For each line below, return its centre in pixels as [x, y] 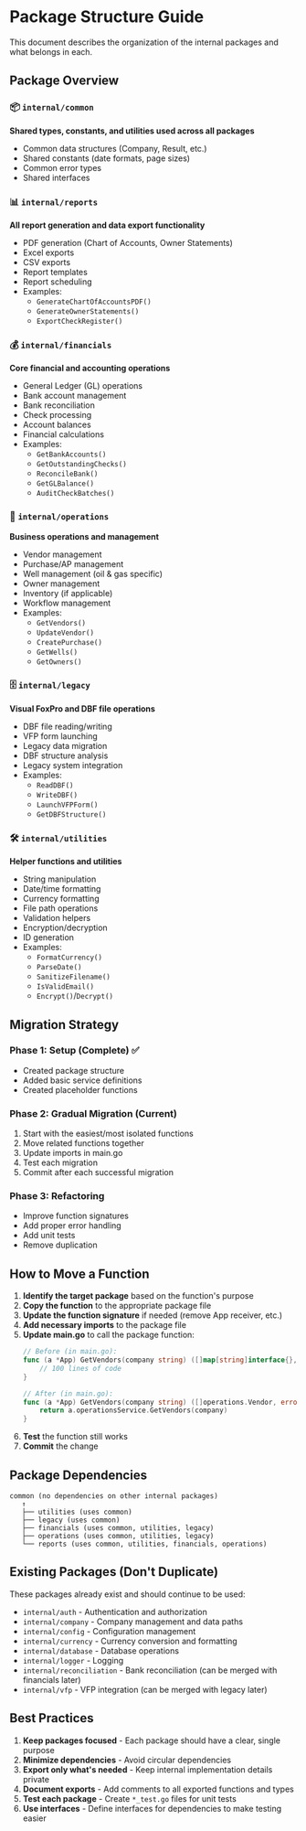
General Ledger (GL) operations [83, 386]
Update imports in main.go [73, 1153]
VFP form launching [60, 736]
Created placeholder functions [80, 1089]
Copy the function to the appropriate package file [117, 1306]
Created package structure [74, 1070]
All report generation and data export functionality [107, 225]
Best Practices [52, 1718]
